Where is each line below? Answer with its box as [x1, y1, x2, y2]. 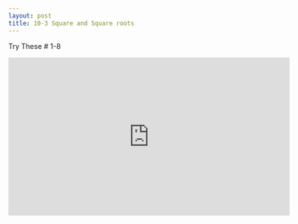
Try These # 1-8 [8, 41, 62, 51]
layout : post [8, 11, 52, 20]
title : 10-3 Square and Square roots [8, 19, 135, 27]
